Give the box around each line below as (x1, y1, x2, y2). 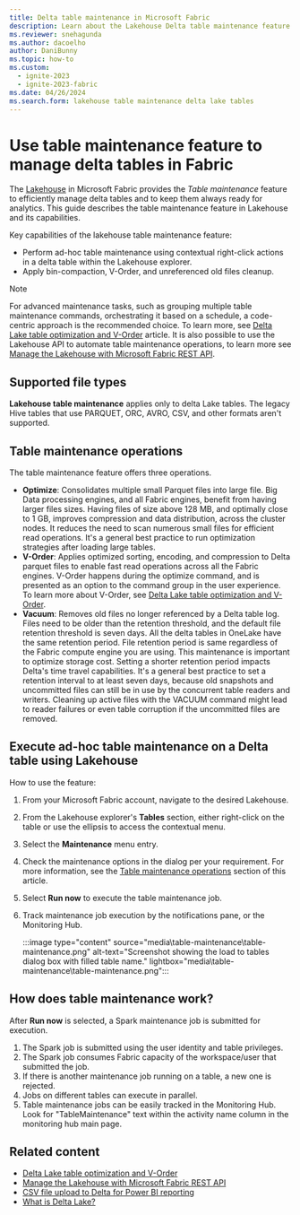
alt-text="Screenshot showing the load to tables (92, 946, 270, 957)
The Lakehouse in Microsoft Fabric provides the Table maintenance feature (9, 184, 288, 195)
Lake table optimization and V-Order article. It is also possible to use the (9, 329, 276, 341)
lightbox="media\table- (149, 956, 235, 967)
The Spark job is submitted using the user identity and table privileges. (21, 1042, 284, 1053)
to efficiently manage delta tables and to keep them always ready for (9, 194, 262, 204)
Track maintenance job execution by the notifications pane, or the (21, 909, 265, 920)
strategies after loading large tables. (21, 542, 156, 552)
